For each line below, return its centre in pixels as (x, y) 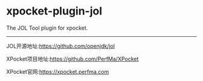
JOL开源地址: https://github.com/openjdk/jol (60, 46)
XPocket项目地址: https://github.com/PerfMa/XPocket (72, 59)
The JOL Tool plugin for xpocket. (47, 28)
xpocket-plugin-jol (54, 11)
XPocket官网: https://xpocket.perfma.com (58, 71)
